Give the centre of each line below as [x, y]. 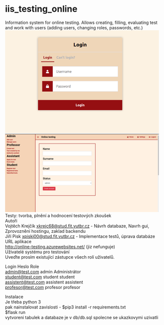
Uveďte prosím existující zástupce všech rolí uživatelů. [60, 257]
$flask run [15, 312]
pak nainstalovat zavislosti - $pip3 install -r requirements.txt [65, 307]
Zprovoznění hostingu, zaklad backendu [45, 231]
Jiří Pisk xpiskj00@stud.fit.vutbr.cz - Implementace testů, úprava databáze [80, 236]
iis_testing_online [41, 9]
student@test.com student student [40, 277]
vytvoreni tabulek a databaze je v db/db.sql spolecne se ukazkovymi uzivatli [82, 317]
